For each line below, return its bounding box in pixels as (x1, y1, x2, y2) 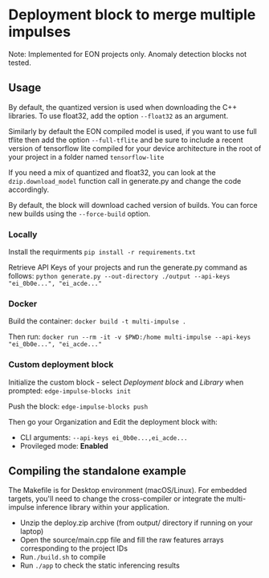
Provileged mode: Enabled (19, 441, 108, 450)
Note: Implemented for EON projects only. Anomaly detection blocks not (8, 49, 247, 59)
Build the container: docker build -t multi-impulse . (8, 316, 186, 326)
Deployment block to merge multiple (8, 6, 256, 24)
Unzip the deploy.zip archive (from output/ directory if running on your (19, 518, 253, 527)
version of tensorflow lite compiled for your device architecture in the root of (8, 143, 262, 153)
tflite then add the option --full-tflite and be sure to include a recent (8, 135, 243, 144)
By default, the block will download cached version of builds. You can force (8, 200, 259, 210)
